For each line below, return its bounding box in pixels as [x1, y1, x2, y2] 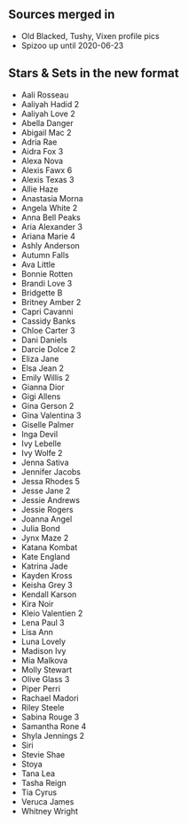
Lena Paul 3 [20, 617, 66, 628]
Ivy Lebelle [20, 438, 62, 449]
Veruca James [20, 796, 74, 806]
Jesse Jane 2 [20, 485, 71, 496]
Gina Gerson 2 [20, 400, 74, 411]
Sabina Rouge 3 [20, 711, 80, 722]
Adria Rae [20, 137, 58, 147]
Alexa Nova [20, 155, 64, 166]
